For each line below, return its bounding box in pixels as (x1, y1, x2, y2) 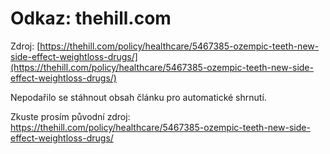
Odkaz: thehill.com (10, 7, 172, 30)
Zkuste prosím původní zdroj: (10, 110, 131, 122)
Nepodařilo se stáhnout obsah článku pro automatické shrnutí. (10, 91, 267, 103)
